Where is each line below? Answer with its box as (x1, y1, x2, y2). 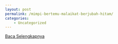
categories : (5, 16, 29, 21)
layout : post (5, 7, 31, 12)
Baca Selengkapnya (5, 33, 45, 39)
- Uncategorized (14, 20, 47, 25)
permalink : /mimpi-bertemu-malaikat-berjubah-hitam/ (5, 11, 114, 16)
